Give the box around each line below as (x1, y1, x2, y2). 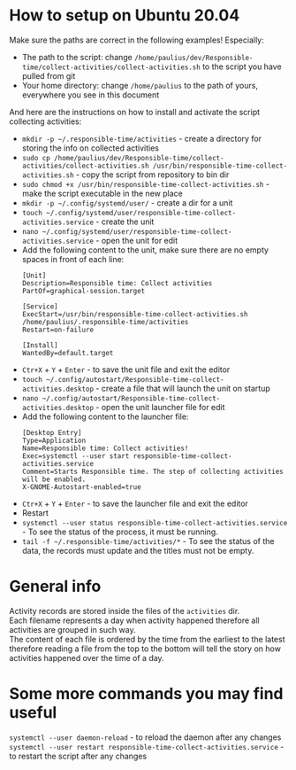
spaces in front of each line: (21, 253, 125, 264)
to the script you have (201, 61, 282, 72)
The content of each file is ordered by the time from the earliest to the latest (9, 634, 285, 644)
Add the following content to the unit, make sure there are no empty (21, 245, 269, 255)
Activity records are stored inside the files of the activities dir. (9, 605, 240, 616)
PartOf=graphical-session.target (21, 286, 146, 295)
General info (9, 577, 102, 596)
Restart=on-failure (21, 325, 95, 334)
